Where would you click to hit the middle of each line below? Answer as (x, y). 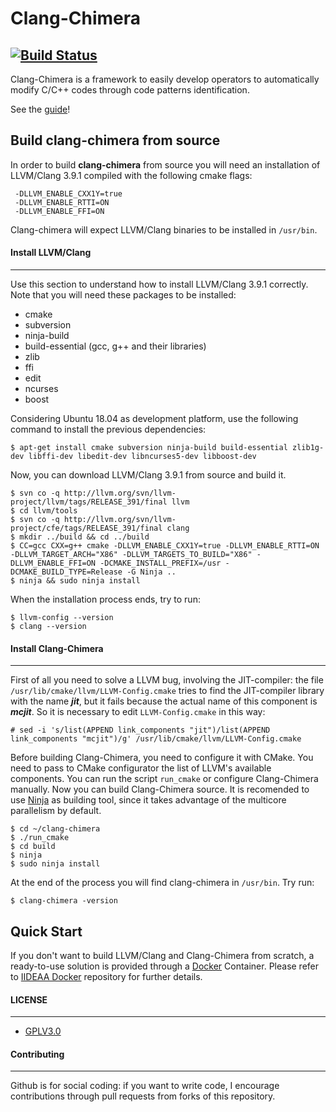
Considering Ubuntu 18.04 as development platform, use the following (154, 419)
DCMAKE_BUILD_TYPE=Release (66, 572)
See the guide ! (40, 109)
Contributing (37, 1054)
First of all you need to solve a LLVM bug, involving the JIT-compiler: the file (167, 680)
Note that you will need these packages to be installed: (123, 295)
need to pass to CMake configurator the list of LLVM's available (141, 768)
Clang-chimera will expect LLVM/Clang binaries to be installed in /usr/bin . (164, 229)
